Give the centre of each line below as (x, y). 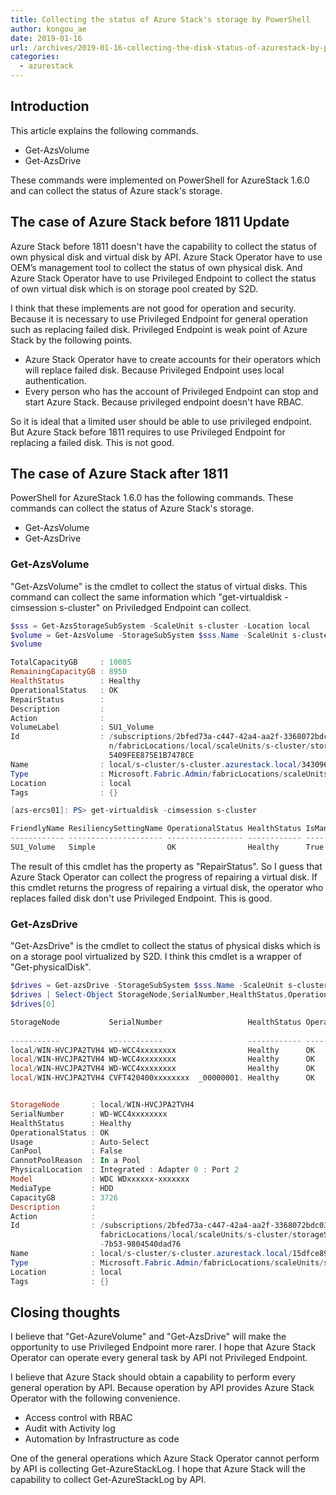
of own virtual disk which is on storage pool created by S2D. (134, 288)
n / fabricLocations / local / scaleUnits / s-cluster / (209, 746)
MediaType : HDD (62, 1188)
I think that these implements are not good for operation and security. (153, 308)
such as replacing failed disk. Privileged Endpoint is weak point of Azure (159, 329)
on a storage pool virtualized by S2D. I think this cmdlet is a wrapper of (156, 957)
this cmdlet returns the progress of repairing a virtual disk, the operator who (167, 887)
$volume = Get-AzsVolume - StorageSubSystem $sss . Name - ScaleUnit (149, 635)
